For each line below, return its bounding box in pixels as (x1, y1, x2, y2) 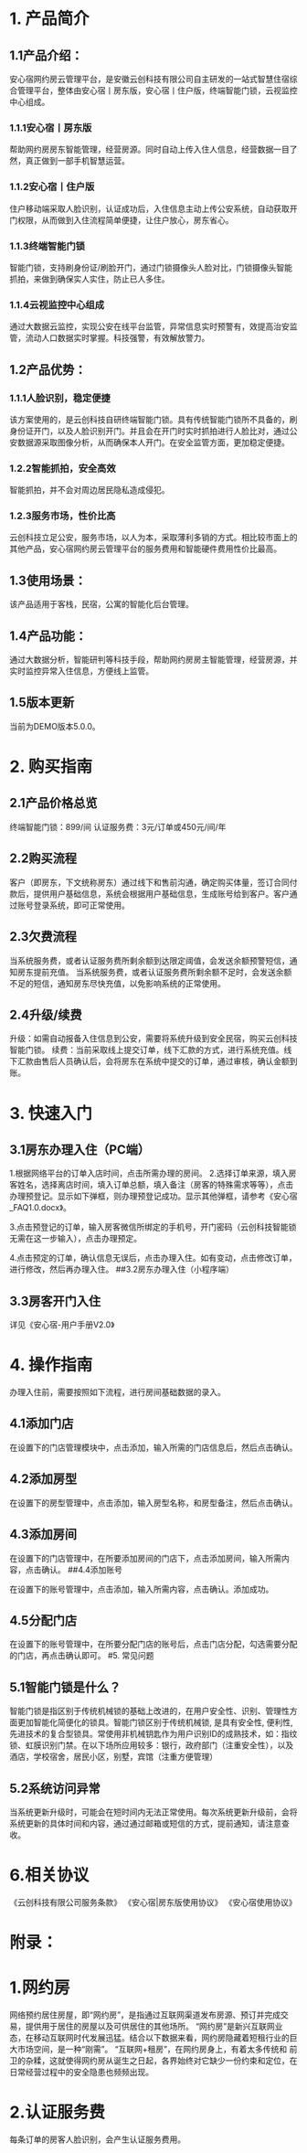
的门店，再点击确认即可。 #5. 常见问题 (9, 1650, 154, 1661)
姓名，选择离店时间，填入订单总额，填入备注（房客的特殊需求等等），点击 (16, 1179, 294, 1190)
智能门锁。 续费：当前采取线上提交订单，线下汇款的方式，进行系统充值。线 (9, 1044, 292, 1056)
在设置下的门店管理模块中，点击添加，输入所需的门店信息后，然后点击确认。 (9, 1442, 298, 1453)
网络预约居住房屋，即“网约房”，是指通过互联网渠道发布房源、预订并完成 (9, 2009, 281, 2020)
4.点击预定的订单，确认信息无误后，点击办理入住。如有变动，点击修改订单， (9, 1252, 297, 1263)
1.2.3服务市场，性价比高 (9, 509, 116, 522)
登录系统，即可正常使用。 (33, 900, 130, 911)
